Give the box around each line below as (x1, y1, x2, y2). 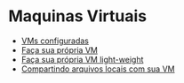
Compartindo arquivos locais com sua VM (20, 64, 175, 74)
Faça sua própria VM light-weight (20, 54, 144, 64)
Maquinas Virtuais (8, 6, 148, 26)
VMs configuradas (20, 35, 90, 46)
